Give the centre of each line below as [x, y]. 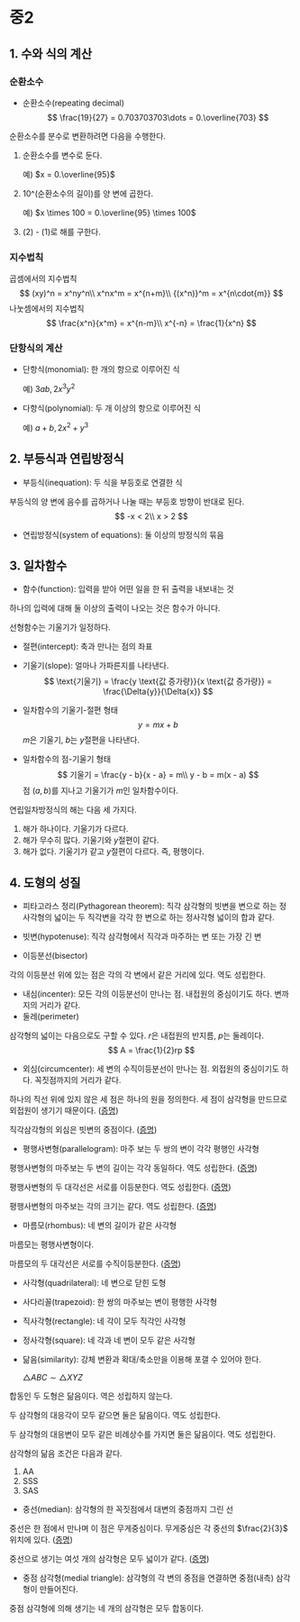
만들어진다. [59, 1590]
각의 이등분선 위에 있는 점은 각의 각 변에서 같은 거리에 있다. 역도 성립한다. [137, 975]
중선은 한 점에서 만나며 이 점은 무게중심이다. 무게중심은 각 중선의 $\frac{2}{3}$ [149, 1528]
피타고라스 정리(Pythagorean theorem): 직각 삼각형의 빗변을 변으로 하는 [150, 907]
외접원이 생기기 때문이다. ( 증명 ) [64, 1111]
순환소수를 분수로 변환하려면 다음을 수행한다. [88, 136]
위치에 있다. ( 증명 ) [41, 1540]
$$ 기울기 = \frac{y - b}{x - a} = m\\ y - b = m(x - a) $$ [158, 775]
